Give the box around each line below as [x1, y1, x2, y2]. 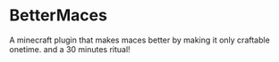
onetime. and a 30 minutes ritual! [9, 43, 131, 54]
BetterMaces [9, 5, 107, 26]
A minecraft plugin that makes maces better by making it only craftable [9, 35, 270, 45]
